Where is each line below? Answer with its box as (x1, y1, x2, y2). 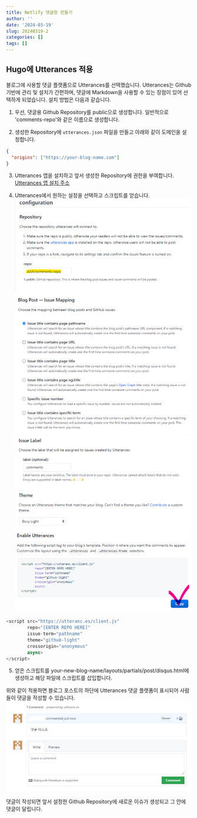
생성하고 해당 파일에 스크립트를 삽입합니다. (14, 674, 113, 681)
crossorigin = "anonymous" (27, 643, 88, 649)
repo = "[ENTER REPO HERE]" (27, 625, 91, 631)
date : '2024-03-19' (6, 22, 54, 28)
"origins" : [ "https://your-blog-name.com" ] (11, 154, 119, 160)
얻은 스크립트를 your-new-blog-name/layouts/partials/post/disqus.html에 (14, 667, 189, 674)
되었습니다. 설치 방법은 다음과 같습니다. (21, 96, 112, 103)
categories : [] (6, 34, 44, 41)
